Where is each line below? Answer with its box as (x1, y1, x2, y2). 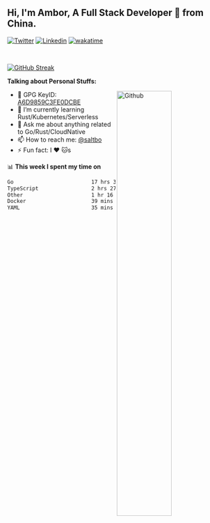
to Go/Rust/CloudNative (17, 127, 86, 136)
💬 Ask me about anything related (17, 120, 111, 128)
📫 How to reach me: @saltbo (17, 135, 102, 144)
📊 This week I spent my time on (7, 162, 102, 171)
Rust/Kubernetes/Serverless (17, 112, 99, 121)
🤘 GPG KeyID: (17, 90, 57, 98)
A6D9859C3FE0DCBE (17, 98, 81, 106)
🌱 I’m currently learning (17, 105, 85, 114)
